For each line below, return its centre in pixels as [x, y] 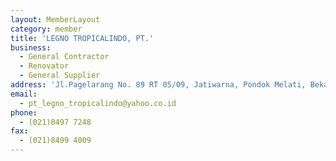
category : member [46, 29]
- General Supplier [60, 76]
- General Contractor [64, 57]
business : [31, 47]
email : [24, 94]
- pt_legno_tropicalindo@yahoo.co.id [98, 103]
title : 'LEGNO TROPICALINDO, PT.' [82, 38]
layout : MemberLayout [55, 19]
